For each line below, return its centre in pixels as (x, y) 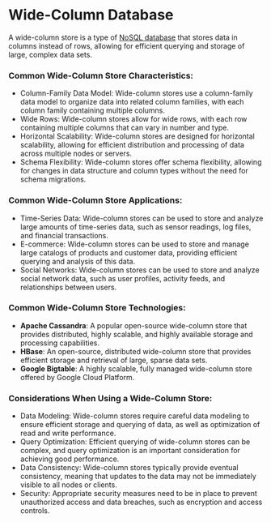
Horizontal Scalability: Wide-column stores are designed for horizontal (137, 136)
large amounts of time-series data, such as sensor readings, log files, (135, 227)
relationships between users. (68, 287)
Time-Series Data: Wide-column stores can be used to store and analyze (142, 218)
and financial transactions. (64, 235)
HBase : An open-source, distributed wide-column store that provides (135, 351)
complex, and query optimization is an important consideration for (130, 451)
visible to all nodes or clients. (68, 485)
